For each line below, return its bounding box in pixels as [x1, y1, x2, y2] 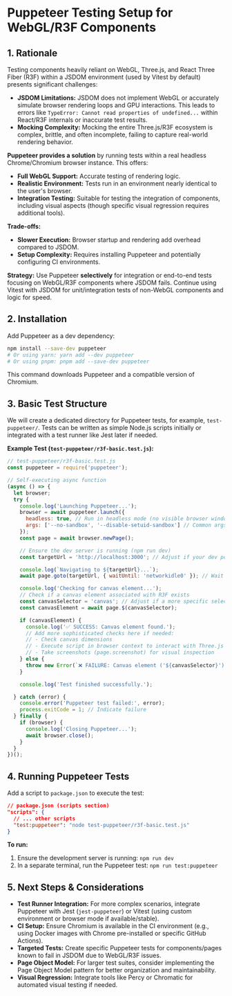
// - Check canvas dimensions [25, 636, 113, 643]
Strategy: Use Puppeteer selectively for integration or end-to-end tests [7, 272, 212, 279]
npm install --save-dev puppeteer [7, 345, 107, 352]
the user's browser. [17, 187, 72, 195]
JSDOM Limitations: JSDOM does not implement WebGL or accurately [17, 94, 220, 102]
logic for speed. [7, 293, 52, 301]
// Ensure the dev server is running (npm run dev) [19, 547, 171, 554]
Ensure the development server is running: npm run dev [17, 854, 174, 862]
